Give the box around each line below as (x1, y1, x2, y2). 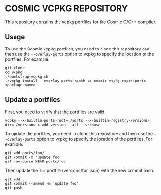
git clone (5, 65, 25, 70)
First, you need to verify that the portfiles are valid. (5, 109, 106, 114)
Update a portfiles (5, 96, 60, 104)
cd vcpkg (5, 70, 23, 75)
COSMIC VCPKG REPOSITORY (5, 3, 128, 14)
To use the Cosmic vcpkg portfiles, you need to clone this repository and (5, 46, 150, 51)
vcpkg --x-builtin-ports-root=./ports (5, 118, 83, 123)
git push (5, 185, 23, 190)
